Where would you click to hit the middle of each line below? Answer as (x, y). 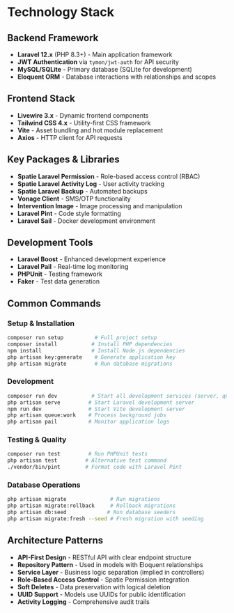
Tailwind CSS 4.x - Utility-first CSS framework (84, 123)
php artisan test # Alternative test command (87, 460)
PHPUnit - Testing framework (60, 274)
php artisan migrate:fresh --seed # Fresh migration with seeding (106, 519)
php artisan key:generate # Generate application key (92, 357)
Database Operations (44, 485)
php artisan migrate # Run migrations (84, 499)
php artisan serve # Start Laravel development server (101, 402)
